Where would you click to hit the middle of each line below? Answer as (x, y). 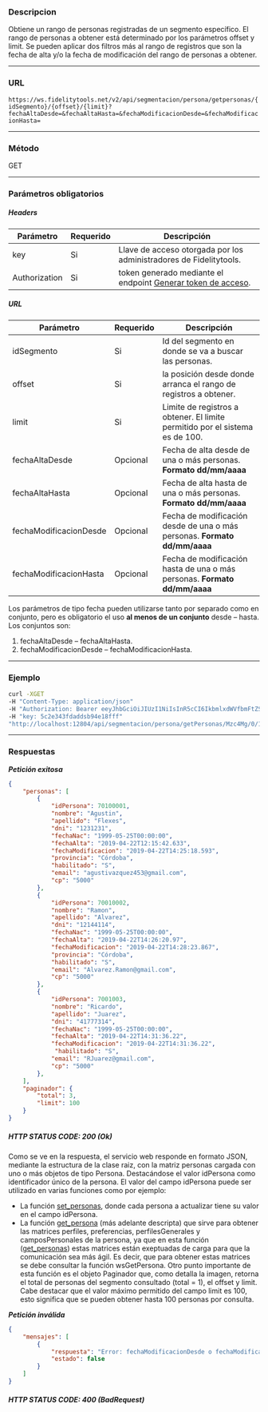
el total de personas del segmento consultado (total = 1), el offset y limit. (138, 1282)
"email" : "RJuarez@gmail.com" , (103, 1059)
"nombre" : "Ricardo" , (87, 1006)
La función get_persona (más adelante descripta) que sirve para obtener (139, 1223)
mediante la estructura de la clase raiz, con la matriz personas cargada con (132, 1164)
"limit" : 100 (59, 1104)
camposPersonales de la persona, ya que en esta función (114, 1239)
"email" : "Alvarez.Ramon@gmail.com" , (114, 969)
